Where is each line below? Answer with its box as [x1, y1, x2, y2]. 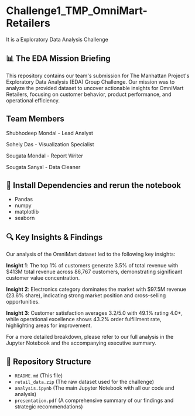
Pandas [14, 196, 33, 203]
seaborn [14, 215, 35, 222]
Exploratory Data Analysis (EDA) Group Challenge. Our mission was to [6, 78, 175, 85]
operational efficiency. [6, 97, 60, 104]
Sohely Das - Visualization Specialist [6, 140, 94, 147]
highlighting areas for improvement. [6, 322, 93, 329]
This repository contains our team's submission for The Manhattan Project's [6, 72, 190, 79]
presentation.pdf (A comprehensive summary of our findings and [14, 397, 174, 404]
